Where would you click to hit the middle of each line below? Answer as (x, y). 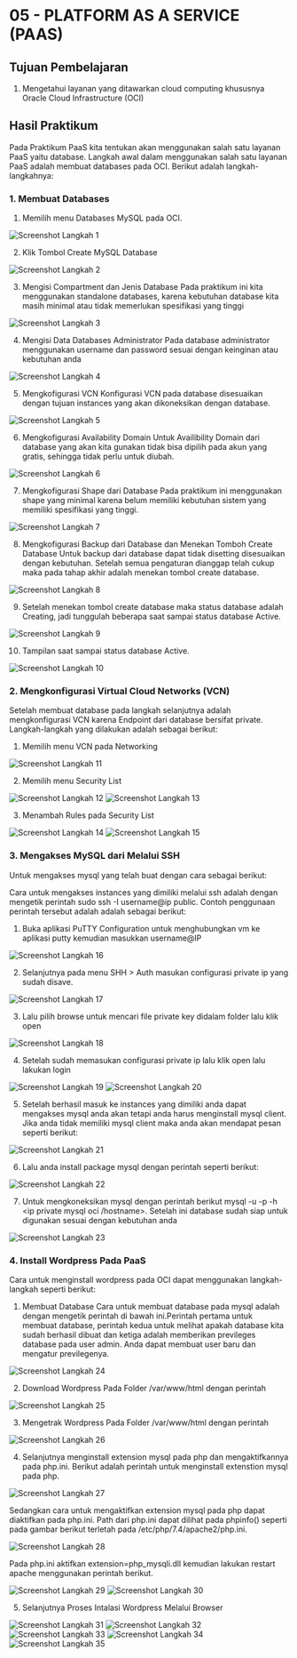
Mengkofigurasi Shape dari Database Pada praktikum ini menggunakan (152, 491)
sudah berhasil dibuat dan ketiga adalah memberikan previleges (139, 1335)
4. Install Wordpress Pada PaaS (78, 1261)
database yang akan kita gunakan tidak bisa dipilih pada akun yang (145, 447)
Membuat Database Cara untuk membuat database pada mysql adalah (151, 1306)
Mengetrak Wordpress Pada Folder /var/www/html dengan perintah (145, 1422)
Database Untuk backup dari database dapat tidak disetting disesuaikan (153, 554)
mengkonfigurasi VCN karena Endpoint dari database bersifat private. (136, 720)
